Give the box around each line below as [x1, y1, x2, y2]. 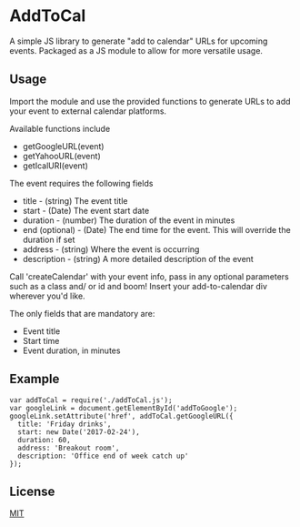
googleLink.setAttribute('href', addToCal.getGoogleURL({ [9, 411, 234, 421]
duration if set [22, 234, 75, 245]
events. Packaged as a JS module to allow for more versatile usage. [9, 45, 264, 56]
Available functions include [9, 123, 111, 134]
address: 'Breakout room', [17, 443, 120, 452]
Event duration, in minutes [22, 345, 121, 356]
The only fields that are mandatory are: [9, 308, 155, 319]
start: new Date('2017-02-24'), [17, 427, 141, 437]
